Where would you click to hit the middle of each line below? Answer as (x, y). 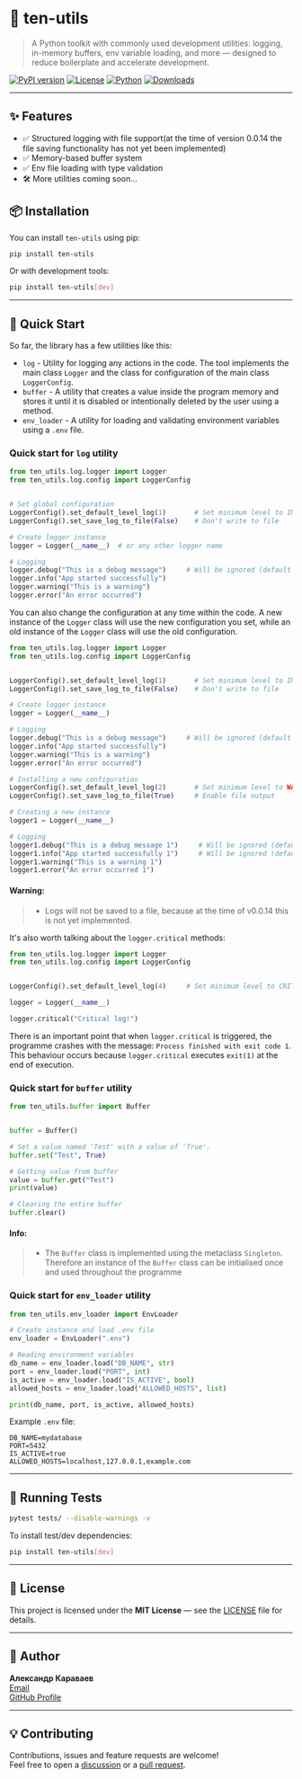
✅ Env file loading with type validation (93, 168)
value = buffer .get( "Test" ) (62, 1180)
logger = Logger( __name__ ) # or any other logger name (116, 546)
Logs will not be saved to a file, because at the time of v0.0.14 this (167, 911)
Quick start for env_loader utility (80, 1295)
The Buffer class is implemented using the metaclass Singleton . (164, 1253)
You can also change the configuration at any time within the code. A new (146, 612)
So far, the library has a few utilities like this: (91, 346)
